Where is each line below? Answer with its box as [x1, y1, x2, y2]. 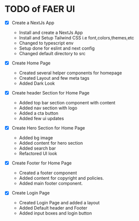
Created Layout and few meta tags [19, 75, 90, 81]
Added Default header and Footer [19, 205, 87, 211]
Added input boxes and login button [19, 210, 92, 216]
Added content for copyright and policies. [19, 175, 104, 181]
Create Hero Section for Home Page [11, 125, 85, 131]
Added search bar [19, 145, 56, 151]
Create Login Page [11, 190, 50, 196]
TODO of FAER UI [4, 3, 75, 15]
